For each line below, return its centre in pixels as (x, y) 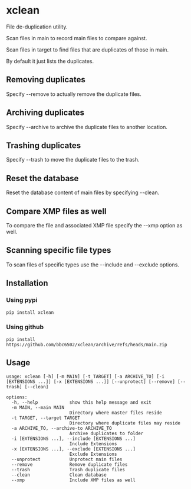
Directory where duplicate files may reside (125, 423)
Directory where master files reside (116, 413)
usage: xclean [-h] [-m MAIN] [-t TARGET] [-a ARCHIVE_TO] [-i (85, 377)
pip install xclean (30, 312)
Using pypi (22, 300)
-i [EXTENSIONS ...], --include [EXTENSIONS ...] (73, 439)
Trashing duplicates (44, 145)
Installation (27, 283)
